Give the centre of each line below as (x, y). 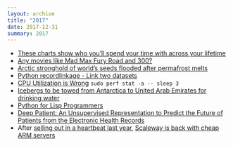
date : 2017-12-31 (33, 27)
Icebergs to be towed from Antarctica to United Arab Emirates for (112, 91)
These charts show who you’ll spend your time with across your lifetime (122, 53)
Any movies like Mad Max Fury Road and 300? (85, 61)
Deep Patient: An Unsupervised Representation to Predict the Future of (120, 113)
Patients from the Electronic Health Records (81, 121)
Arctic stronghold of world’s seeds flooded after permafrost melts (113, 68)
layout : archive (31, 14)
